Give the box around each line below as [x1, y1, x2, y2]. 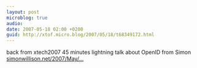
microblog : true [6, 15, 48, 21]
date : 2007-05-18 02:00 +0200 [6, 26, 84, 32]
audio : [6, 20, 23, 26]
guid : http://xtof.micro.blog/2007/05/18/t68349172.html [6, 32, 155, 38]
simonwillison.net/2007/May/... [6, 55, 84, 62]
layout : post [6, 9, 40, 15]
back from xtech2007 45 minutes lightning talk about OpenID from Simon [6, 48, 191, 56]
